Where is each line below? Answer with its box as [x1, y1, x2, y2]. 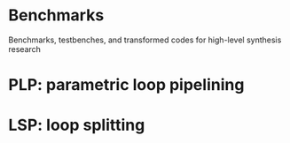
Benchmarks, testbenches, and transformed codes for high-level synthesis [8, 34, 282, 45]
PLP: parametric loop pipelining [8, 75, 245, 95]
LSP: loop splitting [8, 116, 145, 135]
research [8, 43, 42, 54]
